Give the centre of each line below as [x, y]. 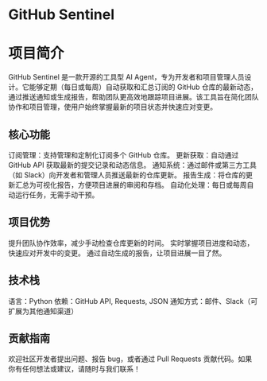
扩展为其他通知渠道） [43, 311]
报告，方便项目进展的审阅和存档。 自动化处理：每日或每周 [152, 185]
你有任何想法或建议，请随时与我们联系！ [74, 369]
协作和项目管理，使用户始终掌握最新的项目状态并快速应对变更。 [112, 107]
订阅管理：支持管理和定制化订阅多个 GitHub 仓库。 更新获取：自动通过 [124, 155]
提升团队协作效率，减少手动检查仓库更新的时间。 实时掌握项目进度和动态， [131, 243]
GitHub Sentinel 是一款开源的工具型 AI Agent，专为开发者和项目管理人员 [126, 77]
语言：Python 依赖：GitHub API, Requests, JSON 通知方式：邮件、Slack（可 [133, 301]
